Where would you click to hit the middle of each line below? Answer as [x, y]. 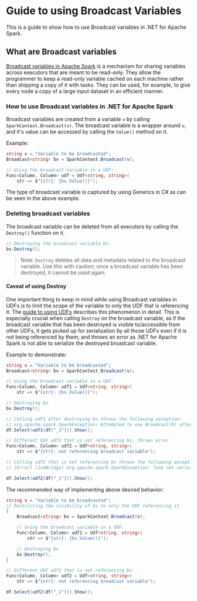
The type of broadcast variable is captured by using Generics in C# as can [96, 192]
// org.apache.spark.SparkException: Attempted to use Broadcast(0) [91, 424]
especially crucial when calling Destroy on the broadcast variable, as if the [96, 318]
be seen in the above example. [43, 198]
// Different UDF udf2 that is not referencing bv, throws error [87, 441]
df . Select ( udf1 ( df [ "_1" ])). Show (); [50, 430]
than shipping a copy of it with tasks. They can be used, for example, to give [98, 85]
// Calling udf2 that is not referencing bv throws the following [89, 462]
